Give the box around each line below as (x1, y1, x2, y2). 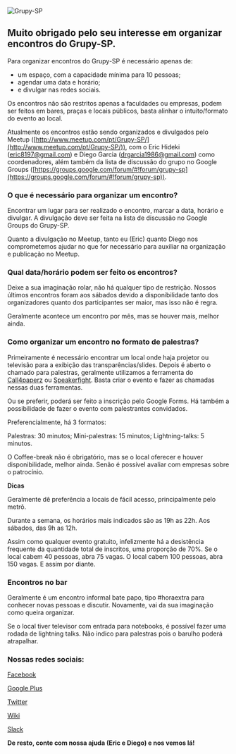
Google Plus (7, 684, 43, 693)
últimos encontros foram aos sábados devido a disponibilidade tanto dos (7, 291, 218, 299)
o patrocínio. (7, 467, 44, 476)
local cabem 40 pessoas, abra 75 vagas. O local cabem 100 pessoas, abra (7, 552, 223, 560)
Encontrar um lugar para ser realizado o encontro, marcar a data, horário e (7, 206, 224, 215)
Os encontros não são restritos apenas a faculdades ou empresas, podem (7, 99, 222, 107)
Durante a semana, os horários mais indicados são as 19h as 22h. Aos (7, 516, 211, 524)
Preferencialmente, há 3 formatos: (7, 418, 107, 426)
